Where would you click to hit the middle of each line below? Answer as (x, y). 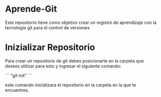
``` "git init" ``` (19, 75)
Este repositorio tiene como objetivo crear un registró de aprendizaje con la (81, 22)
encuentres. (17, 90)
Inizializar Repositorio (50, 48)
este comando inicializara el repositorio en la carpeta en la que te (71, 85)
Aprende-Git (31, 9)
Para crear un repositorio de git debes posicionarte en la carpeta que (74, 61)
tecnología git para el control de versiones (48, 27)
